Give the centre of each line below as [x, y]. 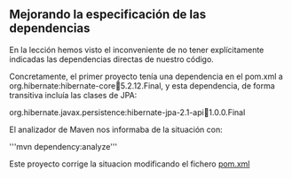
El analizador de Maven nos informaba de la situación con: [116, 129]
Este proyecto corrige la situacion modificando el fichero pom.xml [130, 164]
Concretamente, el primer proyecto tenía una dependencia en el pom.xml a [146, 76]
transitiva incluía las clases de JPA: [73, 95]
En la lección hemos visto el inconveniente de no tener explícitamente [137, 50]
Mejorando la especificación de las [108, 15]
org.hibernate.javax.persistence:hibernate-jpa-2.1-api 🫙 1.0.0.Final [127, 112]
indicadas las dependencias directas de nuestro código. [112, 59]
